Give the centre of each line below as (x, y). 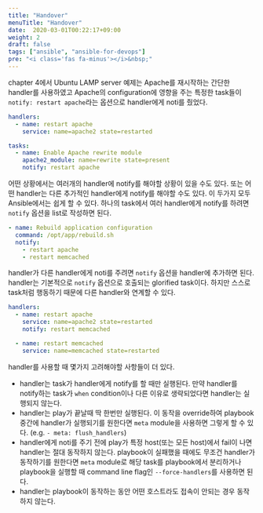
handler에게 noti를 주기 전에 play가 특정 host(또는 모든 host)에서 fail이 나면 (136, 442)
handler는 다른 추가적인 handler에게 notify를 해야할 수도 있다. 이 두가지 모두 (133, 193)
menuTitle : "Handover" (45, 23)
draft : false (29, 45)
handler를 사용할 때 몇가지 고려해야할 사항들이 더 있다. (91, 366)
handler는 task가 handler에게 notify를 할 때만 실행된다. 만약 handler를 (128, 383)
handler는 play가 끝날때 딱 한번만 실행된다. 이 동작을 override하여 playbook (137, 413)
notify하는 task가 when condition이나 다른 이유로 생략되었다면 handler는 (130, 393)
